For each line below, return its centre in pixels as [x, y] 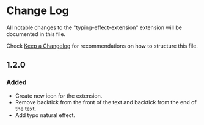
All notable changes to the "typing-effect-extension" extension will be [94, 27]
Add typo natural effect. [45, 115]
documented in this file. [36, 34]
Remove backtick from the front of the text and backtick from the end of [106, 102]
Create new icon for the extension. [59, 96]
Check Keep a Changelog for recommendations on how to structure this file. [102, 46]
